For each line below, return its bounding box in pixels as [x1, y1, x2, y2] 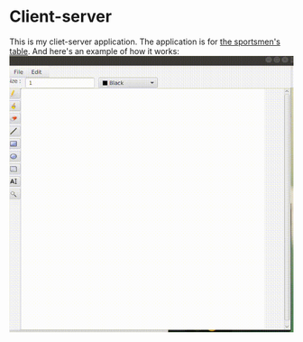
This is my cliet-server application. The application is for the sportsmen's [9, 36, 281, 47]
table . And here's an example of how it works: [9, 45, 180, 56]
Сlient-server [9, 6, 113, 27]
